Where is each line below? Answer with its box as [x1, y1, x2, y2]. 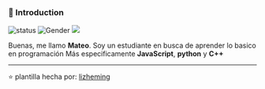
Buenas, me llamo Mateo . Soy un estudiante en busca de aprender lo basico [8, 41, 256, 50]
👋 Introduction [8, 7, 65, 18]
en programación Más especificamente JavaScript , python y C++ [8, 49, 224, 59]
